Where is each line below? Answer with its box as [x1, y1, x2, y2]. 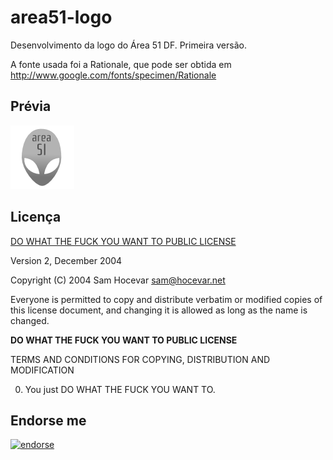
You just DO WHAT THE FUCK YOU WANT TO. [24, 383, 216, 395]
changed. [10, 314, 50, 326]
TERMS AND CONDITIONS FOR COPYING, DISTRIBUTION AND [10, 353, 271, 365]
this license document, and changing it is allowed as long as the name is [10, 304, 308, 316]
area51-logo [10, 6, 113, 29]
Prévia [10, 98, 52, 115]
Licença [10, 209, 62, 226]
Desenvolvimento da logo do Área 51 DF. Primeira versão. [10, 39, 247, 51]
